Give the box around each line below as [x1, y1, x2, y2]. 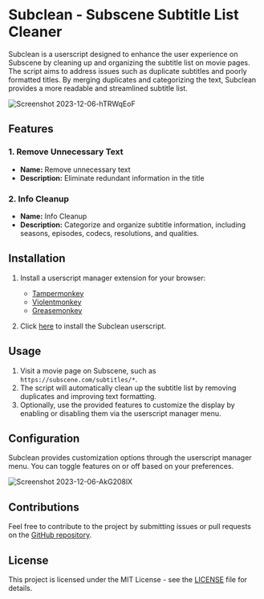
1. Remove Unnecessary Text [8, 146, 124, 157]
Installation [8, 251, 66, 266]
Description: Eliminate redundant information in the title [19, 173, 205, 182]
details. [8, 583, 33, 593]
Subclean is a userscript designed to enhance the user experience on [8, 49, 238, 59]
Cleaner [8, 22, 63, 41]
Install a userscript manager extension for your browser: [19, 273, 206, 283]
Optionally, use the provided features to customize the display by [19, 400, 235, 410]
